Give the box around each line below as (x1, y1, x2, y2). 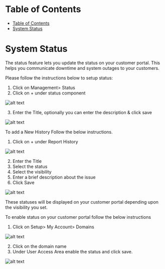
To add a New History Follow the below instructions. (5, 129, 113, 135)
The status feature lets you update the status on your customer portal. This (5, 59, 160, 66)
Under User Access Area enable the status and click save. (12, 248, 133, 254)
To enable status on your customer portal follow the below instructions (5, 214, 151, 220)
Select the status (12, 163, 48, 169)
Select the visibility (12, 168, 52, 174)
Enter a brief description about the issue (12, 174, 96, 180)
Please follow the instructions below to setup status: (5, 74, 113, 81)
